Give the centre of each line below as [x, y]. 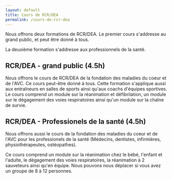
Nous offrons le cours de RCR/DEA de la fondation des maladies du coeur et [86, 78]
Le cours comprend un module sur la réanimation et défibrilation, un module [86, 94]
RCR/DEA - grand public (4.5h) [55, 65]
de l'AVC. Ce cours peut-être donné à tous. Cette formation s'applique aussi [85, 84]
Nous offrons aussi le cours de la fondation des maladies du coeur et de [82, 134]
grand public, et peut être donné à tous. [47, 39]
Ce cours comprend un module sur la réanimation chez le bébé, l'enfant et [84, 155]
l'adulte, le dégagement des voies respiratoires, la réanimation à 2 [75, 160]
